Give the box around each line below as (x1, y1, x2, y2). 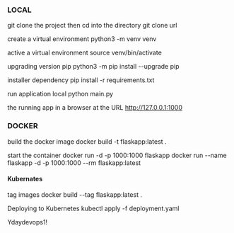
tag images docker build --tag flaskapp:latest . (7, 190, 143, 199)
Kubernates (7, 175, 43, 183)
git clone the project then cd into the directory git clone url (7, 21, 177, 30)
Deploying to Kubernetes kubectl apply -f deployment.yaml (7, 204, 180, 212)
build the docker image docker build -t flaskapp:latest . (7, 137, 168, 146)
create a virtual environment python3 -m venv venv (7, 35, 157, 43)
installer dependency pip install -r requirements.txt (7, 76, 155, 84)
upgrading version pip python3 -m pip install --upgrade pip (7, 62, 180, 71)
